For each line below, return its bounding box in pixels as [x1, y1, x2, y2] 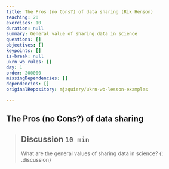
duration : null [6, 25, 44, 32]
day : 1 [6, 64, 23, 70]
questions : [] [6, 36, 42, 42]
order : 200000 [6, 70, 42, 76]
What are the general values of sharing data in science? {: [20, 150, 164, 157]
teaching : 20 [6, 14, 39, 20]
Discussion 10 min [20, 134, 90, 144]
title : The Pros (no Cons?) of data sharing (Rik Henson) [6, 8, 153, 15]
